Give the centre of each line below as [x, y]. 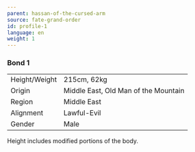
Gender [23, 124]
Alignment [27, 113]
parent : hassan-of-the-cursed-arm [56, 13]
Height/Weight [34, 79]
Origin [21, 91]
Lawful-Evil [82, 113]
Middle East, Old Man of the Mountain [124, 91]
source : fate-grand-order [44, 20]
